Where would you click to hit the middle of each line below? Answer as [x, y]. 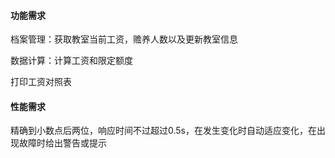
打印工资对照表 [41, 82]
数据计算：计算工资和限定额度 [71, 61]
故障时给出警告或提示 [62, 143]
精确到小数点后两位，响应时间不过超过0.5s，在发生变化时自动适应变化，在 [164, 131]
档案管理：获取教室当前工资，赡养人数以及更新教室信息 [124, 39]
